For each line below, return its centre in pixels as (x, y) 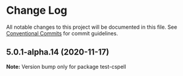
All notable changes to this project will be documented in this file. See (92, 27)
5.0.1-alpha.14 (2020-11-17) (58, 52)
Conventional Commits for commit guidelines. (62, 33)
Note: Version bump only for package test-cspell (66, 66)
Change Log (37, 10)
